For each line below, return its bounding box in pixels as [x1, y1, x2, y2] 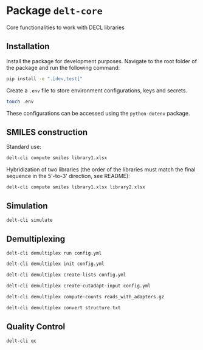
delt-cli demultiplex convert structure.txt [6, 304, 121, 311]
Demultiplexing [6, 234, 66, 244]
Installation [6, 41, 50, 52]
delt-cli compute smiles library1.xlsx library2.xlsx [6, 184, 146, 190]
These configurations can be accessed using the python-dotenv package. [6, 109, 190, 117]
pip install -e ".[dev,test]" [6, 75, 83, 82]
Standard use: [6, 143, 41, 151]
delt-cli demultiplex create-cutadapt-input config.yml [6, 283, 151, 289]
